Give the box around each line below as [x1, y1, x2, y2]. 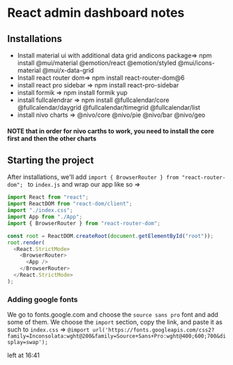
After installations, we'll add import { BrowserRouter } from [7, 173, 179, 181]
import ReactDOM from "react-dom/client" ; [7, 201, 133, 208]
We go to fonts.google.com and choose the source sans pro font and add [7, 310, 218, 319]
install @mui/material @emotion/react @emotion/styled [17, 59, 176, 67]
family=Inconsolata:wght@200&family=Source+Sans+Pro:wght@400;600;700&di [7, 333, 227, 340]
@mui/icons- [177, 59, 215, 67]
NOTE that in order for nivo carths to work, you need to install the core [7, 127, 215, 135]
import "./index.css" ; [7, 207, 73, 214]
